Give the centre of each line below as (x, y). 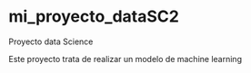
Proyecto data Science (51, 41)
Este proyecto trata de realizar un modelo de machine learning (125, 59)
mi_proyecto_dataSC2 (94, 17)
